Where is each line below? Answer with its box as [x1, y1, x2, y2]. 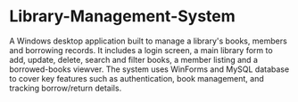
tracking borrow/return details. [9, 82, 122, 93]
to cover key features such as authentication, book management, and [9, 73, 265, 83]
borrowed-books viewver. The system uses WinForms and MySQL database [9, 64, 290, 75]
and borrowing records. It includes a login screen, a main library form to [9, 44, 274, 55]
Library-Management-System [9, 6, 236, 27]
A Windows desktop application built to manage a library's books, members [9, 35, 287, 46]
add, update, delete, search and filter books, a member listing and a [9, 54, 259, 65]
